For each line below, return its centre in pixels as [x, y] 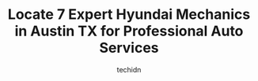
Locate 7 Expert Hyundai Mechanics [129, 15]
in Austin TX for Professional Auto [129, 31]
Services [129, 48]
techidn [129, 69]
